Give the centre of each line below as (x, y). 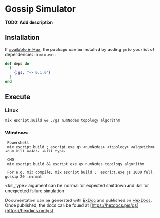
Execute (18, 96)
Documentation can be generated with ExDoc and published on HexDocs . (79, 201)
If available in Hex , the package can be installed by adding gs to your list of (80, 49)
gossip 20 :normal (24, 177)
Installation (22, 38)
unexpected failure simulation (35, 191)
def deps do (17, 63)
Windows (16, 133)
